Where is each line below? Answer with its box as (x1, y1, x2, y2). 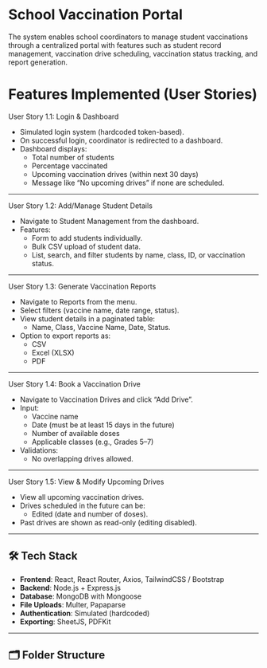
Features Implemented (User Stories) (8, 85, 258, 104)
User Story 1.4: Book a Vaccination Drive (8, 379, 141, 388)
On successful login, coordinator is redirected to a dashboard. (19, 136, 223, 145)
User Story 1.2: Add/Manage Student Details (8, 201, 153, 210)
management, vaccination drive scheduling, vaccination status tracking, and (8, 49, 258, 58)
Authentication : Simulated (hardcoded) (19, 608, 150, 618)
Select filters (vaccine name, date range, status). (19, 305, 180, 315)
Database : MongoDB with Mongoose (19, 591, 141, 601)
